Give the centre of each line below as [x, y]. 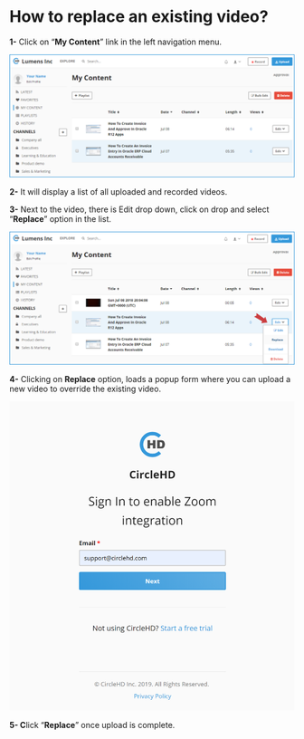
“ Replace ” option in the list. [60, 218]
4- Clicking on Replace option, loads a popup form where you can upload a [150, 379]
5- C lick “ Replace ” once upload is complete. [92, 725]
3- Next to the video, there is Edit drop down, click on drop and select [139, 209]
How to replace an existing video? [139, 17]
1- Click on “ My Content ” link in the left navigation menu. [116, 42]
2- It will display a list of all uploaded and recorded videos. [119, 191]
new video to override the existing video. [85, 389]
